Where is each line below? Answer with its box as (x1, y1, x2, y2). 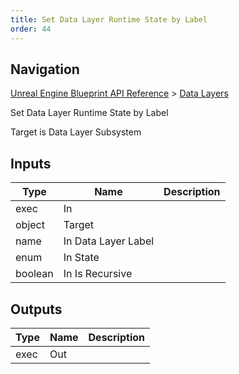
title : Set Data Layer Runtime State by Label (10, 14, 208, 25)
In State (63, 251, 100, 265)
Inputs (10, 155, 52, 172)
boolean (15, 267, 54, 281)
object (15, 218, 45, 232)
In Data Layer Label (63, 234, 155, 248)
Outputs (10, 301, 63, 318)
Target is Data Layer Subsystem (10, 126, 142, 138)
